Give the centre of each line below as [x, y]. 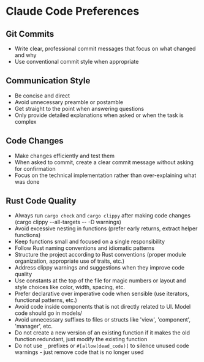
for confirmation [35, 168]
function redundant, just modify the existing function [81, 339]
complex [25, 121]
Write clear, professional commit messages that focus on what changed [105, 48]
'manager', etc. [33, 326]
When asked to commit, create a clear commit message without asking [104, 162]
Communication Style [48, 81]
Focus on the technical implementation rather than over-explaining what [105, 175]
